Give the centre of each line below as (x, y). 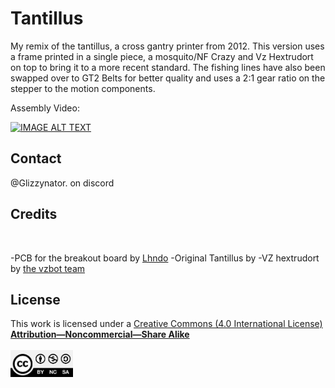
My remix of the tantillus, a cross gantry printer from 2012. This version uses (167, 46)
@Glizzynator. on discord (62, 183)
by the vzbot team (48, 268)
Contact (36, 158)
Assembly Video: (45, 108)
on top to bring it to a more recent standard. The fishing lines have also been (168, 67)
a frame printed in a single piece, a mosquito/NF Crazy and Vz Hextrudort (162, 56)
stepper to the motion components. (83, 88)
